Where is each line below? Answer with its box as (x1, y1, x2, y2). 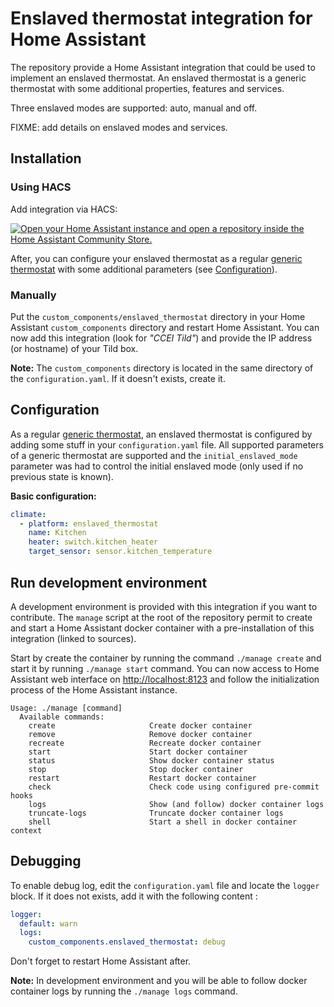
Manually (10, 288, 57, 302)
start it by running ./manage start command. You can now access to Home (10, 662, 320, 674)
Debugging (10, 853, 82, 870)
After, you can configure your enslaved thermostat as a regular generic (10, 252, 303, 264)
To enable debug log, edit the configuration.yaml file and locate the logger (10, 879, 320, 891)
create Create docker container (28, 720, 253, 731)
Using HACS (10, 180, 72, 194)
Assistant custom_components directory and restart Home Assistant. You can (10, 321, 320, 333)
